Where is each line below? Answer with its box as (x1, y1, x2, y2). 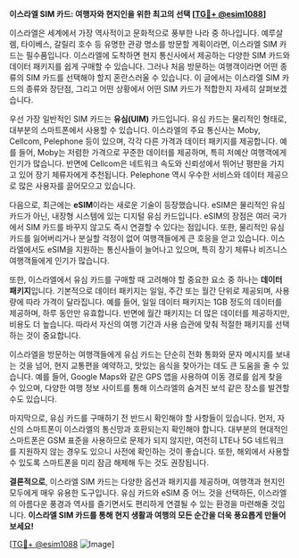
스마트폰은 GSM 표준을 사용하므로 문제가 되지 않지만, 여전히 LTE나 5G (9, 435, 253, 446)
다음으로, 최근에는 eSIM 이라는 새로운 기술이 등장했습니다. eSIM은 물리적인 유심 (9, 200, 286, 210)
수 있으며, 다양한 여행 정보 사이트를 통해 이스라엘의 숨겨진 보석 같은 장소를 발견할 (9, 383, 290, 393)
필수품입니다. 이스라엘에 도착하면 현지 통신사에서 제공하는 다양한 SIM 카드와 (25, 50, 290, 61)
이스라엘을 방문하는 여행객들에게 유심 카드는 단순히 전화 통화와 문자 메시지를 (9, 349, 274, 360)
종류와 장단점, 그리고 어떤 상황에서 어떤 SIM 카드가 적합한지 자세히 (25, 84, 257, 94)
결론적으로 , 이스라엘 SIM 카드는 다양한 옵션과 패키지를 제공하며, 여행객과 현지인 (9, 477, 286, 487)
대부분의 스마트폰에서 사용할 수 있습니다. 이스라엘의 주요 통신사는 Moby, (9, 125, 261, 135)
